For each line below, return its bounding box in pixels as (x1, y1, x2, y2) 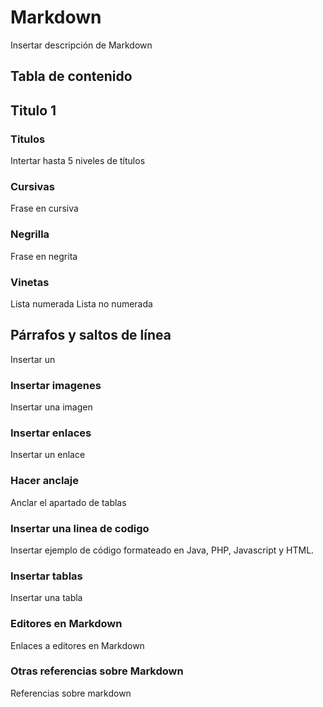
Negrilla (10, 227, 50, 241)
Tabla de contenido (10, 68, 133, 85)
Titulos (10, 132, 46, 146)
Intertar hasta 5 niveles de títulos (10, 155, 146, 167)
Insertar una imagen (10, 401, 93, 413)
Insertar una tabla (10, 592, 83, 604)
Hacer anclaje (10, 474, 80, 488)
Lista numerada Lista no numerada (10, 297, 153, 310)
